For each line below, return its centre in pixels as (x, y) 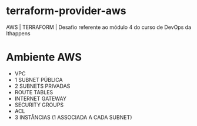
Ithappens (18, 33)
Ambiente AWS (44, 57)
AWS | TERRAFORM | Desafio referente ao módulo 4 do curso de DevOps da (99, 27)
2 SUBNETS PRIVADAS (42, 86)
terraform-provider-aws (66, 11)
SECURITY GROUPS (39, 105)
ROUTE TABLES (34, 92)
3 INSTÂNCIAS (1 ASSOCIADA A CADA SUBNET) (73, 117)
